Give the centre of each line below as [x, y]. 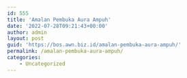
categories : [24, 58]
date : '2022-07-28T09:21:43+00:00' [58, 26]
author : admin [27, 32]
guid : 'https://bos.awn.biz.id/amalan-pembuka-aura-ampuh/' [95, 45]
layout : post [26, 39]
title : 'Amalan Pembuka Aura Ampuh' [59, 20]
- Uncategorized [43, 64]
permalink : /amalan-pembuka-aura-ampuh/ [66, 52]
